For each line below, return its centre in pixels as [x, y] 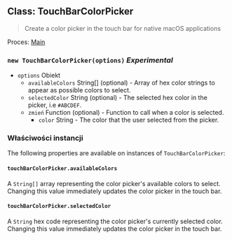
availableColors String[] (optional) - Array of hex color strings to [121, 83]
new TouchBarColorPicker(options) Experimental [90, 60]
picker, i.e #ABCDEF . [55, 105]
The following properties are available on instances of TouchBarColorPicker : [116, 153]
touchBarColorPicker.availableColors [62, 169]
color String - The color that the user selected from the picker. [129, 120]
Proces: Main [26, 42]
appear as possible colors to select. [79, 90]
